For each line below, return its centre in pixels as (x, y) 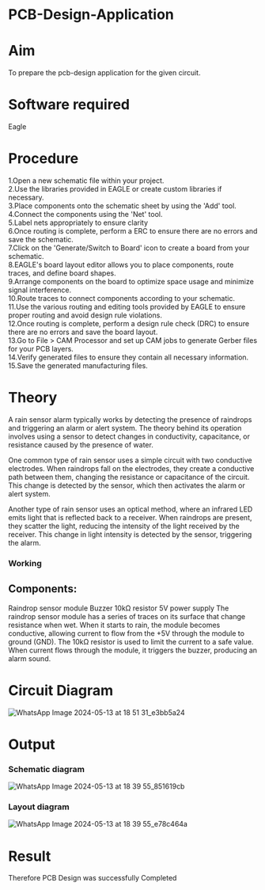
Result (30, 856)
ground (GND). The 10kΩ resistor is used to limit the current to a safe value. (131, 641)
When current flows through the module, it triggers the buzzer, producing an (133, 650)
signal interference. (40, 290)
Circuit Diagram (61, 690)
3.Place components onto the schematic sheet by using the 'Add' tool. (123, 206)
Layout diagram (39, 807)
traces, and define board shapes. (62, 273)
